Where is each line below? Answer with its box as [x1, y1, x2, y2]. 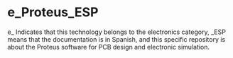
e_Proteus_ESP [7, 4, 99, 21]
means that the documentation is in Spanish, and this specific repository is [7, 35, 226, 43]
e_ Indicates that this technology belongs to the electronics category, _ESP [7, 28, 226, 36]
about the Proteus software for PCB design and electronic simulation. [7, 42, 210, 51]
